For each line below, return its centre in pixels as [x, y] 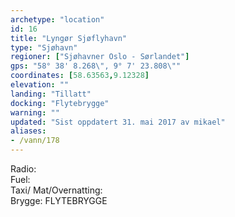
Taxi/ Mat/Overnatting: [56, 190]
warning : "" [35, 112]
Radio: [23, 169]
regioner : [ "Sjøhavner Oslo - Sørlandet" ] [100, 57]
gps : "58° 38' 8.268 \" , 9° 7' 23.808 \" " [96, 66]
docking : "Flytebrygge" [60, 103]
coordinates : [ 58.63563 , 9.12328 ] [80, 76]
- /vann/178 [35, 141]
